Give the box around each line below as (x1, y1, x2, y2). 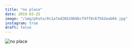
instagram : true (5, 20, 38, 26)
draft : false (5, 25, 32, 30)
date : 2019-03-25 (5, 12, 41, 16)
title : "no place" (5, 7, 43, 12)
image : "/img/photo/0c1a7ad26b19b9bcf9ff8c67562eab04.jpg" (5, 16, 128, 21)
